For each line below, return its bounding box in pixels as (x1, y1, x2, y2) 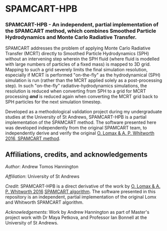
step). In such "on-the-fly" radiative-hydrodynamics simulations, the (5, 83, 147, 89)
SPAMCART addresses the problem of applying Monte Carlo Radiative (5, 45, 151, 51)
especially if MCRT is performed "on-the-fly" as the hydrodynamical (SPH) (5, 72, 160, 78)
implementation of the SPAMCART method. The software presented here (5, 119, 156, 125)
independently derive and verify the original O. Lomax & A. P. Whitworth (5, 130, 155, 136)
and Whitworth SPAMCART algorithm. (5, 199, 84, 205)
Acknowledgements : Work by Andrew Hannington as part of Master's (5, 209, 150, 215)
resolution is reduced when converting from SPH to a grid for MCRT (5, 88, 146, 94)
